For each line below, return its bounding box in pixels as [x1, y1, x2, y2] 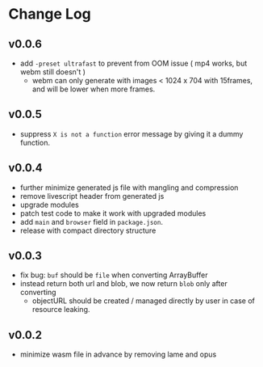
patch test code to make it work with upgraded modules [19, 208, 207, 218]
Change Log [8, 5, 91, 23]
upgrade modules [19, 200, 79, 209]
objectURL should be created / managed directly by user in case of [31, 296, 256, 306]
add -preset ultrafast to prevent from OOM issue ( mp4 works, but [19, 58, 248, 68]
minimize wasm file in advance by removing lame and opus [19, 349, 217, 360]
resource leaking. [31, 305, 90, 314]
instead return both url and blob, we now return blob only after [19, 279, 228, 289]
